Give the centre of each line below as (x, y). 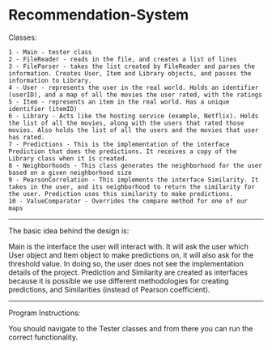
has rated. (27, 137)
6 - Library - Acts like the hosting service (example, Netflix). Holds (134, 116)
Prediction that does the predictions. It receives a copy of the (123, 152)
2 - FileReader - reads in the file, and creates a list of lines (123, 59)
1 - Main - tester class (50, 52)
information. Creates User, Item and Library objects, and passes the (130, 73)
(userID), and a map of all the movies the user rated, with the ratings (136, 95)
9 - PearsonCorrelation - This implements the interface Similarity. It (134, 180)
